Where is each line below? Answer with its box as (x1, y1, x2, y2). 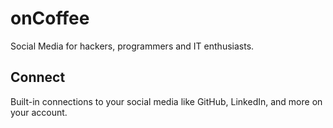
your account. (10, 106, 68, 118)
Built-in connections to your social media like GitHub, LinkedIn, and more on (10, 95, 323, 107)
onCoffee (10, 7, 90, 30)
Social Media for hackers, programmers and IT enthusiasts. (10, 40, 255, 52)
